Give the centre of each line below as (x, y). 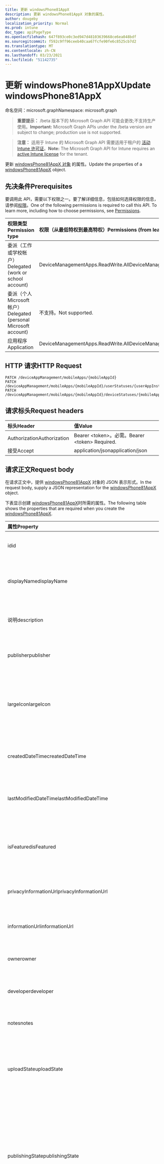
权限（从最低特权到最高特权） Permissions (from (95, 230)
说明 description (25, 620)
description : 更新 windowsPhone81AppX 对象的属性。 (56, 14)
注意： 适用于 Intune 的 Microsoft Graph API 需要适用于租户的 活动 (83, 143)
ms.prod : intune (21, 28)
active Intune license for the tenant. (53, 154)
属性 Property (23, 527)
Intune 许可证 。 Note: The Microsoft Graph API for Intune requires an (86, 149)
